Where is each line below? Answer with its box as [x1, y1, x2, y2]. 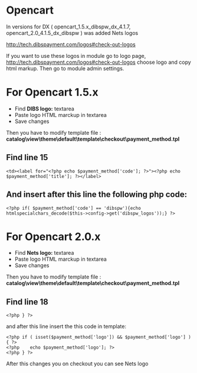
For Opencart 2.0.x [6, 230, 101, 243]
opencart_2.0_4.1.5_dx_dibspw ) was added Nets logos [6, 29, 139, 36]
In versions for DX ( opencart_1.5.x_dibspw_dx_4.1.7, [6, 23, 131, 30]
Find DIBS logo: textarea [14, 105, 75, 112]
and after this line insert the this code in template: [6, 323, 127, 330]
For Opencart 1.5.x [6, 86, 98, 99]
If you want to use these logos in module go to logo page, [6, 52, 146, 59]
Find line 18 [6, 297, 48, 307]
